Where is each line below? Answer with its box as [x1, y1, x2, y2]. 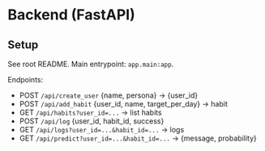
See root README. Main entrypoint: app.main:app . [7, 59, 174, 69]
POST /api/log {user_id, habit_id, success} [19, 116, 165, 126]
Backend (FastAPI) [7, 6, 135, 24]
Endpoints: [7, 75, 44, 84]
